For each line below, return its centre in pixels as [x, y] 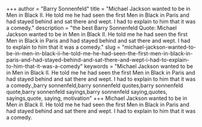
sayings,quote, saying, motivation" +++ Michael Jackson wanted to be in [97, 98]
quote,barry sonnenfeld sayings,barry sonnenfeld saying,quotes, [87, 92]
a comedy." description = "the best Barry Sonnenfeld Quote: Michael [91, 28]
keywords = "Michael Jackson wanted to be [139, 66]
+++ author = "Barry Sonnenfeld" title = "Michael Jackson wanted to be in [99, 9]
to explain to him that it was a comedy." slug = [63, 47]
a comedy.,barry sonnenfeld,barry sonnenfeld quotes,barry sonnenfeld [95, 85]
